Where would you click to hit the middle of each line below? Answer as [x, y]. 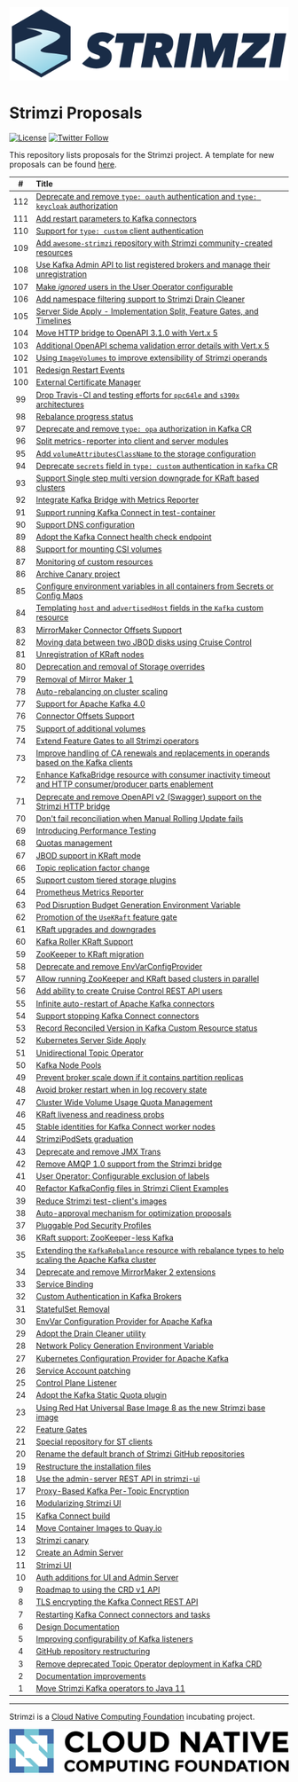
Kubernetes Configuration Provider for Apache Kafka [132, 1358]
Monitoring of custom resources [94, 561]
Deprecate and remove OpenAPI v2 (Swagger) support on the [149, 797]
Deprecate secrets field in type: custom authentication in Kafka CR [157, 466]
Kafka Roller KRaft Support [85, 942]
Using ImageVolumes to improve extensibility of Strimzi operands [152, 357]
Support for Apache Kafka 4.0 [91, 704]
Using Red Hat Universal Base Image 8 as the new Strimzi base [151, 1408]
